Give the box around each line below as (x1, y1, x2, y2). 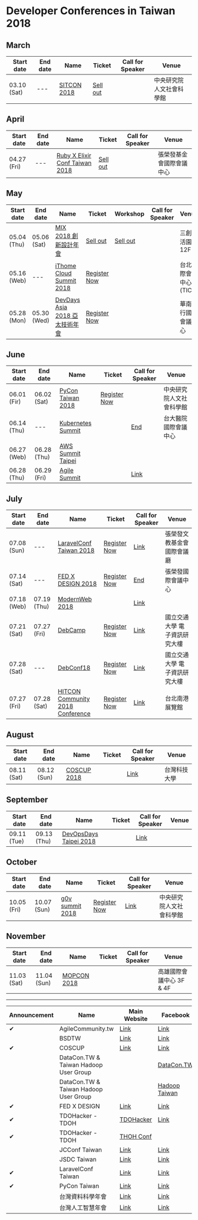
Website (123, 1015, 148, 1023)
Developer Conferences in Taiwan (6, 4, 176, 18)
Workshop (114, 210, 144, 218)
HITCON (58, 687, 81, 696)
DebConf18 (58, 664, 91, 672)
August (6, 729, 34, 739)
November (6, 931, 46, 941)
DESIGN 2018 (58, 580, 97, 588)
